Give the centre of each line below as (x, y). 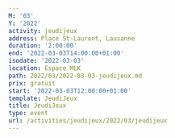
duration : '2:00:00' (43, 46)
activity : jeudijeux (43, 31)
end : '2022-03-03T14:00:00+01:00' (67, 53)
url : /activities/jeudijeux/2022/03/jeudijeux (88, 121)
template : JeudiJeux (43, 98)
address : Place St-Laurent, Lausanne (72, 38)
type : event (28, 114)
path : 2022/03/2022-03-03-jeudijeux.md (75, 76)
